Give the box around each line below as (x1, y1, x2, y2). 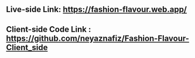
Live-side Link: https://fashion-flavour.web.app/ (6, 5, 187, 14)
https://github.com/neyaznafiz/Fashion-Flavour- (6, 33, 189, 43)
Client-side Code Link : (6, 24, 91, 34)
